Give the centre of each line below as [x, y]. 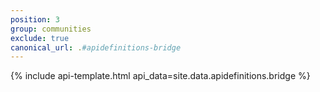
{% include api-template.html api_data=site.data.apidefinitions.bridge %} [160, 76]
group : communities [51, 29]
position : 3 [35, 19]
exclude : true [40, 38]
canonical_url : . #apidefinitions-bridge [96, 47]
